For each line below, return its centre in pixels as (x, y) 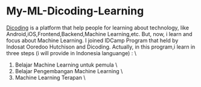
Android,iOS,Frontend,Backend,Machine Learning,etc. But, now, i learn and (99, 34)
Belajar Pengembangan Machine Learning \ (69, 71)
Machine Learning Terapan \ (50, 77)
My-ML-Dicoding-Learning (75, 11)
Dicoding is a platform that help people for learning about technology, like (97, 28)
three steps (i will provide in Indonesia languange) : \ (72, 53)
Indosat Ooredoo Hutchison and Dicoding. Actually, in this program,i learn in (101, 47)
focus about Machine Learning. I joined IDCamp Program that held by (92, 40)
